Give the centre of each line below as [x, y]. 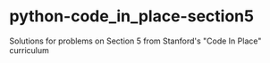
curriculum [29, 50]
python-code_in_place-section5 [132, 16]
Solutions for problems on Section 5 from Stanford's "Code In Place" [135, 41]
